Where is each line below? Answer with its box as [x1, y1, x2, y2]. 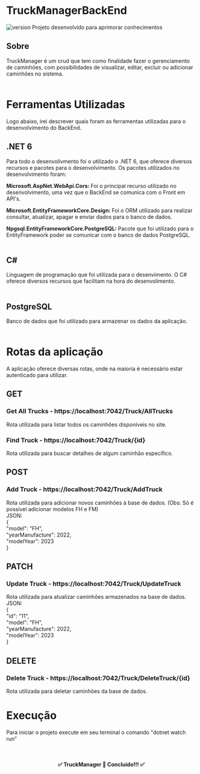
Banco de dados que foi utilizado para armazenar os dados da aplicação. [6, 318, 188, 325]
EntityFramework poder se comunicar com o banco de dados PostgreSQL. [6, 231, 191, 239]
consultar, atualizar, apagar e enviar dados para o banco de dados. [6, 213, 173, 221]
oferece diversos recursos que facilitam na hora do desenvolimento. [6, 277, 176, 285]
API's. [6, 195, 21, 202]
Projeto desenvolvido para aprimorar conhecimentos [32, 24, 163, 31]
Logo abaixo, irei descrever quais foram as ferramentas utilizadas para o [6, 117, 186, 124]
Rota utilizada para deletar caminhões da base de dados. [6, 688, 148, 695]
